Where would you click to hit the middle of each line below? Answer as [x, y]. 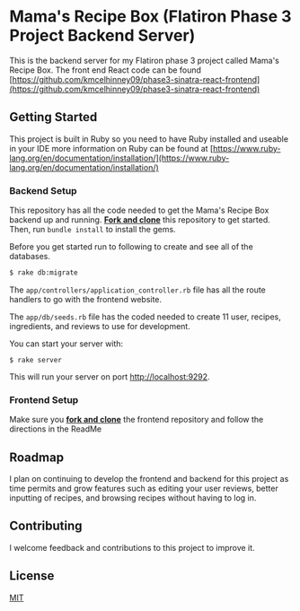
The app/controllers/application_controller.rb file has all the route [138, 290]
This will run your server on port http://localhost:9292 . [110, 376]
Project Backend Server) [102, 35]
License [32, 576]
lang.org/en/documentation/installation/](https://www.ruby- [119, 158]
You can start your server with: [66, 344]
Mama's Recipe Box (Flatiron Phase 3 [150, 17]
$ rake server [36, 360]
